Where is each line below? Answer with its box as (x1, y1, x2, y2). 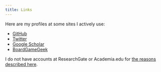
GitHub (12, 30, 27, 36)
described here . (5, 61, 38, 67)
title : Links (5, 7, 32, 12)
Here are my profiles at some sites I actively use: (5, 21, 105, 27)
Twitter (12, 36, 27, 42)
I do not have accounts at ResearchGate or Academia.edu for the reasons (5, 56, 156, 62)
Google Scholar (12, 41, 45, 47)
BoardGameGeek (12, 46, 48, 52)
